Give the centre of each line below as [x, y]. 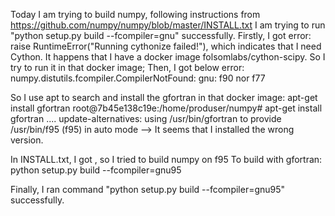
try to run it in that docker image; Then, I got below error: [127, 67]
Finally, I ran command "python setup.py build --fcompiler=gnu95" [148, 189]
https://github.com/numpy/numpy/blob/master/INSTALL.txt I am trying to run [168, 25]
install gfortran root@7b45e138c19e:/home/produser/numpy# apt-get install [166, 108]
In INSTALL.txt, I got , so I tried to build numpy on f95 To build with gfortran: [166, 159]
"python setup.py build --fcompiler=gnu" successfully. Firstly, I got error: [161, 35]
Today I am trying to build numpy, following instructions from [135, 14]
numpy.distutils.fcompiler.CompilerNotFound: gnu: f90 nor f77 [138, 78]
